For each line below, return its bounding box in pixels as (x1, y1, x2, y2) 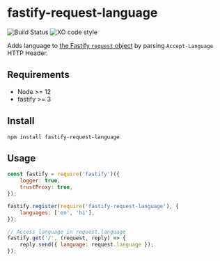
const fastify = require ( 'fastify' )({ (7, 171, 120, 178)
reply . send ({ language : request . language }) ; (19, 242, 155, 248)
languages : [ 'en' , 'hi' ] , (19, 209, 95, 216)
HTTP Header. (7, 49, 49, 57)
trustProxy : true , (19, 184, 73, 191)
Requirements (7, 69, 70, 81)
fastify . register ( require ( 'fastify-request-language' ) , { (7, 203, 179, 209)
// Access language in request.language (7, 228, 127, 235)
